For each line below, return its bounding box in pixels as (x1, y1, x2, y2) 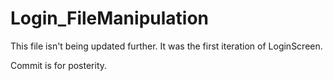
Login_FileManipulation (10, 7, 210, 30)
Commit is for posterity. (10, 59, 108, 71)
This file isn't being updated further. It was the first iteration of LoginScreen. (10, 40, 323, 52)
